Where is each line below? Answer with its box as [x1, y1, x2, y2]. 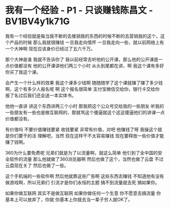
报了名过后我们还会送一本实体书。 [5, 92, 76, 98]
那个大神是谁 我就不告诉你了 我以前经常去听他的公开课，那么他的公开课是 [5, 56, 158, 62]
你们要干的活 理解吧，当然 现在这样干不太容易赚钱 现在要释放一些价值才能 [9, 132, 164, 139]
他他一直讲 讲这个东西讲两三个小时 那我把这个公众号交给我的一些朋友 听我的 [5, 103, 164, 109]
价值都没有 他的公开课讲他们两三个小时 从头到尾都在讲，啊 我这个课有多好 [9, 63, 164, 69]
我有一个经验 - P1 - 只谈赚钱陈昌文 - [5, 5, 153, 16]
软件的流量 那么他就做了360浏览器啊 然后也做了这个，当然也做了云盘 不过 [9, 156, 163, 162]
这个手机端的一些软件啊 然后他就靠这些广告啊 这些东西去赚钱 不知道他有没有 [5, 173, 164, 179]
